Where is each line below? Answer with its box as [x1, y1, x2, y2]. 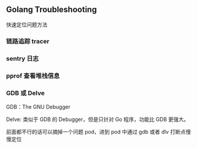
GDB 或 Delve [6, 89, 45, 97]
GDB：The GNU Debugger [6, 103, 71, 110]
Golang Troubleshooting [6, 5, 97, 15]
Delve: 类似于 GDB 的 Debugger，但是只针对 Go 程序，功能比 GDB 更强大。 [6, 116, 189, 123]
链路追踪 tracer [6, 37, 50, 45]
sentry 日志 [6, 54, 39, 62]
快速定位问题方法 [6, 21, 48, 28]
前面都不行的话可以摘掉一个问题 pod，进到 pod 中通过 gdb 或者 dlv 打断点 [6, 128, 186, 135]
